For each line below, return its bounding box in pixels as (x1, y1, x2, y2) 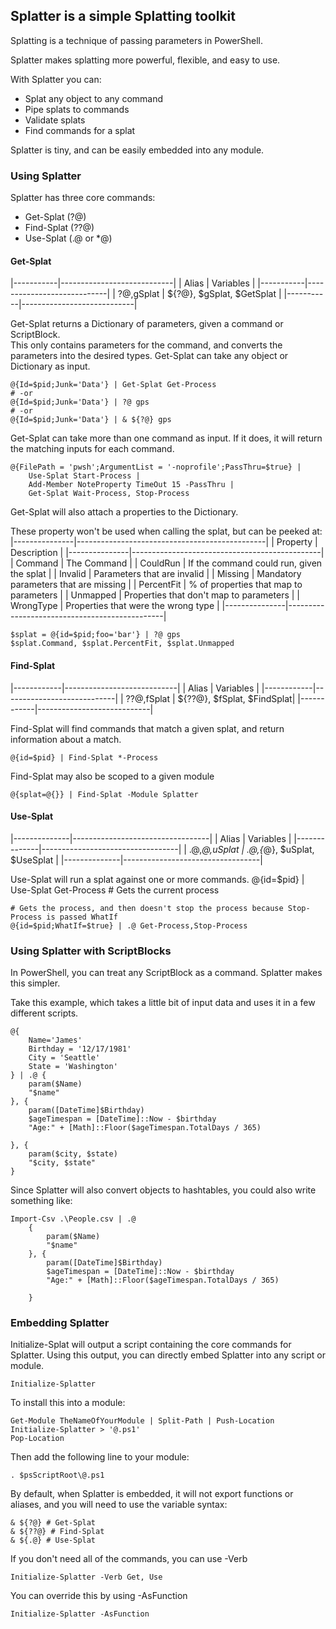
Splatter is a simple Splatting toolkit (10, 8, 237, 25)
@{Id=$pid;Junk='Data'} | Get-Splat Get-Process (10, 380, 217, 390)
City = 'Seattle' (28, 1053, 101, 1063)
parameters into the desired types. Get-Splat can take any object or (10, 350, 289, 362)
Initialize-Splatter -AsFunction (10, 1609, 150, 1619)
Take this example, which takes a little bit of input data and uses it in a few (10, 997, 316, 1009)
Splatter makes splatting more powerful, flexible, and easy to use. (10, 54, 281, 66)
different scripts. (10, 1007, 79, 1019)
